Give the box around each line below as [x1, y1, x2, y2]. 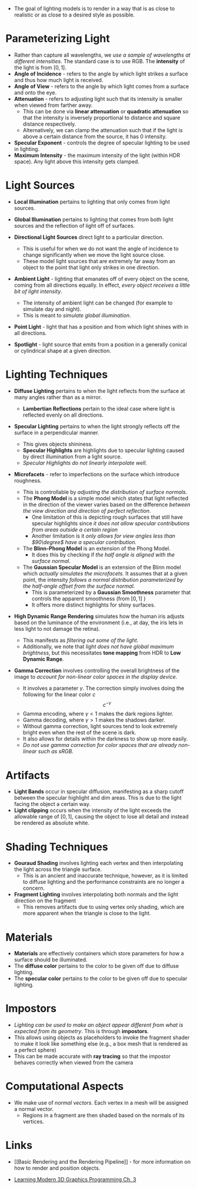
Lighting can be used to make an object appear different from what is [14, 1021, 183, 1028]
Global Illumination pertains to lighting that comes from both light [14, 215, 173, 223]
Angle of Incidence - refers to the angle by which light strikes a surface [14, 70, 189, 77]
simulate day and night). [22, 305, 82, 312]
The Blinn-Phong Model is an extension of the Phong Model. [22, 545, 171, 552]
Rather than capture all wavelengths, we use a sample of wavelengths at [14, 51, 191, 58]
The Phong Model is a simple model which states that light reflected [22, 494, 189, 502]
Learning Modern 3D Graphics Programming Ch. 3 [14, 1176, 136, 1183]
